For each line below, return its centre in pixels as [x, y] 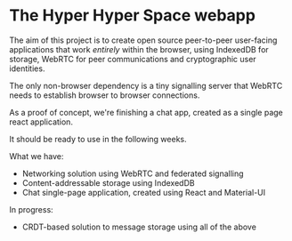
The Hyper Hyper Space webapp [133, 16]
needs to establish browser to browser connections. [105, 95]
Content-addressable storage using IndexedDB [108, 182]
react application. [41, 122]
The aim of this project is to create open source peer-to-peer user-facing [143, 40]
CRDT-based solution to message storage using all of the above [139, 227]
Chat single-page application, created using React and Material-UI [144, 192]
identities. [27, 68]
